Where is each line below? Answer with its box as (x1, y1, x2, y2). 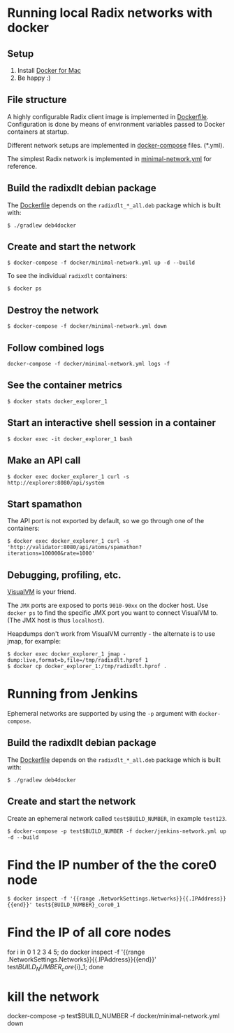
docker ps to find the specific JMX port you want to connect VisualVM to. (7, 609, 219, 617)
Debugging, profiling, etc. (7, 569, 122, 581)
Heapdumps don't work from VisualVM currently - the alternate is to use (7, 630, 215, 638)
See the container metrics (7, 380, 122, 391)
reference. (7, 162, 37, 170)
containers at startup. (7, 127, 69, 136)
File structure (7, 94, 67, 106)
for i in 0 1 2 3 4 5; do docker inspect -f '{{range (7, 948, 145, 956)
